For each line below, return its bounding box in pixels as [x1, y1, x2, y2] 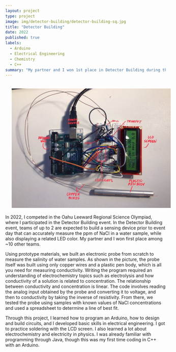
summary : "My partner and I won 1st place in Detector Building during [5, 67, 160, 72]
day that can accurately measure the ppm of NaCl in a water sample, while [5, 230, 162, 236]
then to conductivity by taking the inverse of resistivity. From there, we [5, 294, 154, 300]
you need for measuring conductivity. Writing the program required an [5, 267, 153, 273]
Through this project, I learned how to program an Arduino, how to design [5, 315, 160, 321]
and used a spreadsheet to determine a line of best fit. [5, 305, 119, 311]
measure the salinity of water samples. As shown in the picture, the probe [5, 256, 160, 262]
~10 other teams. [5, 241, 41, 247]
